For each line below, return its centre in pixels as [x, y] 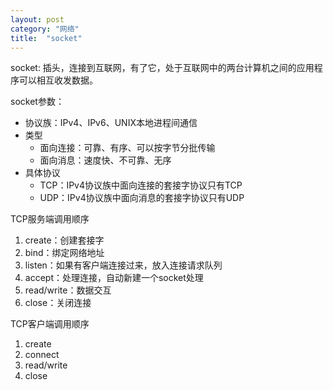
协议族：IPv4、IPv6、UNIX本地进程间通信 [111, 123]
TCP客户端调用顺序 [50, 324]
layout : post [37, 19]
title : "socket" [46, 38]
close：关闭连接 [58, 303]
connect [42, 355]
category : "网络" [45, 29]
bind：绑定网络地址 [64, 253]
